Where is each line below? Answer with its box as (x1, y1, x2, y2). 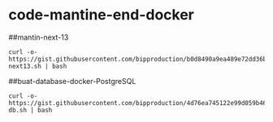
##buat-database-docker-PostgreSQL (8, 76, 136, 86)
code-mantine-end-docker (8, 6, 195, 24)
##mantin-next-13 (8, 32, 69, 42)
